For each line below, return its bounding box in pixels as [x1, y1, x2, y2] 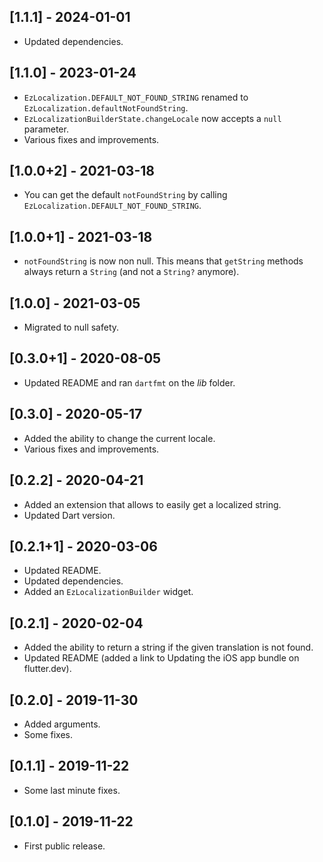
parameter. [23, 123, 69, 135]
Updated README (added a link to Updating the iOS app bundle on [23, 652, 300, 664]
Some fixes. [23, 728, 74, 740]
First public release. [23, 840, 106, 852]
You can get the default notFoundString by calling [23, 189, 228, 201]
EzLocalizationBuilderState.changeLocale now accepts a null [23, 112, 282, 124]
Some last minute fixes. [23, 784, 121, 796]
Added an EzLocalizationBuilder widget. [23, 586, 194, 598]
